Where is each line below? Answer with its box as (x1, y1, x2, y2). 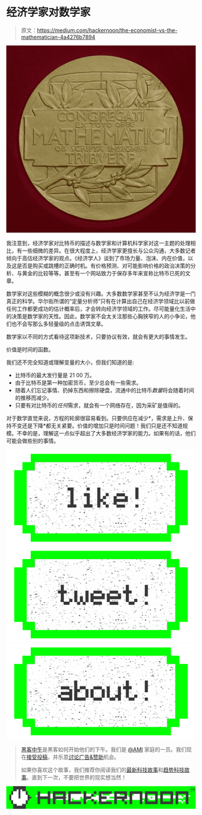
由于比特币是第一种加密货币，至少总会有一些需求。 (14, 379, 142, 386)
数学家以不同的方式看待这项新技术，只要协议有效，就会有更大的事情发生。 (6, 333, 191, 340)
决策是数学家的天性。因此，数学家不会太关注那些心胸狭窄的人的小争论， (11, 313, 191, 320)
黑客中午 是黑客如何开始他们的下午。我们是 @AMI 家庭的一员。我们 (20, 746, 187, 753)
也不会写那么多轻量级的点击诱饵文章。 (11, 321, 106, 328)
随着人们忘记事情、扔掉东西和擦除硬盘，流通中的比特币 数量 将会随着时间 (14, 387, 194, 394)
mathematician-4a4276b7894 (20, 33, 96, 40)
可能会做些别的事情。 (6, 437, 59, 444)
